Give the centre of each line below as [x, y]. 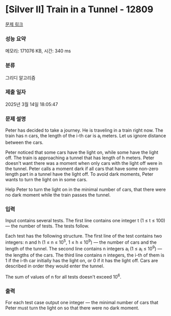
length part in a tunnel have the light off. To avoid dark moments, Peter [79, 174]
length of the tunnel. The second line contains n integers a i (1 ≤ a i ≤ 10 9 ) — [84, 249]
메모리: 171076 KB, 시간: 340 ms [38, 51]
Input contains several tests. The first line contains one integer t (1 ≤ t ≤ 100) [85, 221]
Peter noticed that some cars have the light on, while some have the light [82, 152]
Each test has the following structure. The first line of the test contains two [84, 236]
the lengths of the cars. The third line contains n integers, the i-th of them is [85, 255]
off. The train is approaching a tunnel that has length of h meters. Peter [80, 158]
